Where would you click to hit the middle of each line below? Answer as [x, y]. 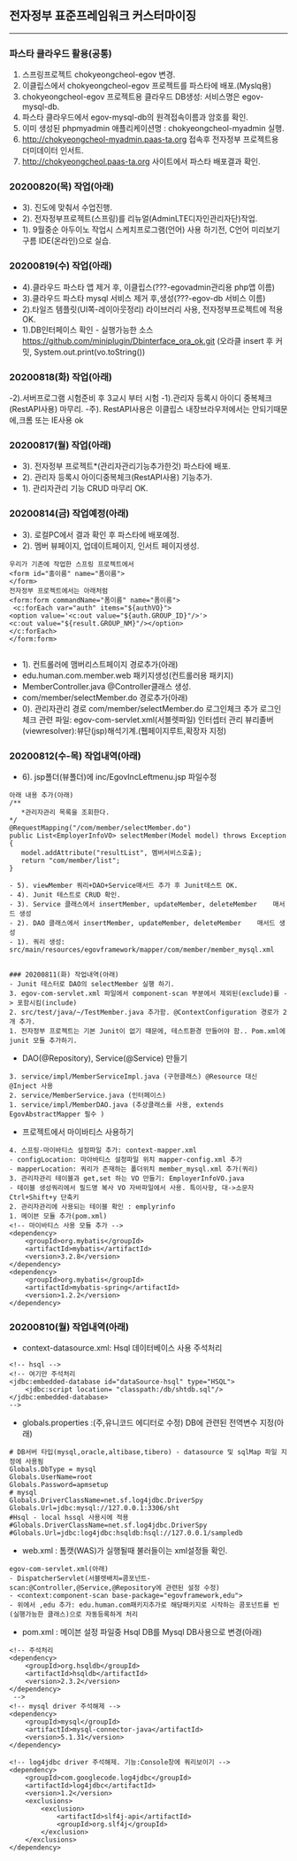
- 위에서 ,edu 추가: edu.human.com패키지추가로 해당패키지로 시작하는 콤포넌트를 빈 [145, 1605]
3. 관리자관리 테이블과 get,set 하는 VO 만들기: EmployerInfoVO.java [127, 1178]
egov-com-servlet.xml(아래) [59, 1569]
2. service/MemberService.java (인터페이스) [88, 1095]
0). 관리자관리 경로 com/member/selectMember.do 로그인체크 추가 [140, 708]
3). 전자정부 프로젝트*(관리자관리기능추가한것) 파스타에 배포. [126, 466]
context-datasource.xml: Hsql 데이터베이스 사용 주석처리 [122, 1348]
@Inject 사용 [31, 1086]
